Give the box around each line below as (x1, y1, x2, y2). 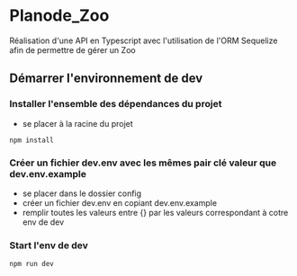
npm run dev (9, 260, 54, 269)
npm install (9, 136, 54, 145)
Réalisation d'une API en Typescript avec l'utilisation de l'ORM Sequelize (9, 35, 278, 46)
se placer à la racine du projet (22, 118, 133, 129)
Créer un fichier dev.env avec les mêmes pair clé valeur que (9, 156, 277, 169)
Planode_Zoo (9, 5, 110, 26)
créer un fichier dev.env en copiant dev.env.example (22, 197, 218, 208)
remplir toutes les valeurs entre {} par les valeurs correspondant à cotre (22, 207, 289, 218)
